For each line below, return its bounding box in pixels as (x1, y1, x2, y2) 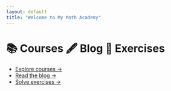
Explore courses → (15, 66, 62, 73)
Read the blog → (15, 72, 57, 79)
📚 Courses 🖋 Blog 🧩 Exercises (6, 42, 165, 55)
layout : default (6, 8, 47, 15)
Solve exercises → (15, 78, 62, 86)
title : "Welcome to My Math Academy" (6, 14, 102, 20)
